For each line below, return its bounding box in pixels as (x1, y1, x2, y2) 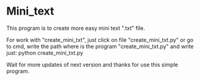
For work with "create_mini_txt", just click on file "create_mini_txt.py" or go (6, 36, 194, 43)
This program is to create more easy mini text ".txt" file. (6, 24, 145, 32)
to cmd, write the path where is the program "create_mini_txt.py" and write (6, 43, 194, 50)
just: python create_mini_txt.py (6, 49, 84, 56)
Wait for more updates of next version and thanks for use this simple (6, 61, 179, 68)
